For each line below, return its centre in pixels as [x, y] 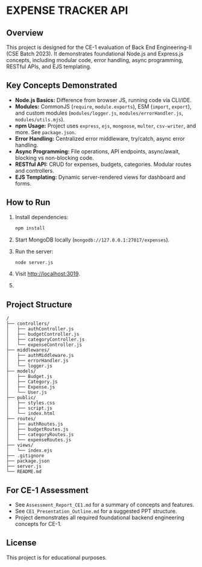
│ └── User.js [27, 392]
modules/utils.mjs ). [40, 119]
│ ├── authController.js [40, 329]
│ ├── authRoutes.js [35, 424]
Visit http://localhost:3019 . [47, 274]
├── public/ [21, 398]
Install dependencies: [42, 217]
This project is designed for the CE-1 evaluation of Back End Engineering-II [99, 47]
